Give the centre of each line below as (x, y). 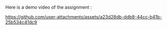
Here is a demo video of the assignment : (49, 7)
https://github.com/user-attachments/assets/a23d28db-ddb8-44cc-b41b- (84, 17)
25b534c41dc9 (21, 22)
